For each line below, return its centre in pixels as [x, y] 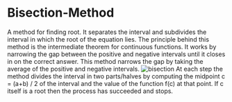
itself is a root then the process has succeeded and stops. [90, 91]
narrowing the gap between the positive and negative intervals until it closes [116, 54]
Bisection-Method [61, 13]
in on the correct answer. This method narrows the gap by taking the [105, 61]
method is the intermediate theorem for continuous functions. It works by [112, 46]
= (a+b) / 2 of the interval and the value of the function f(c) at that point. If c [116, 83]
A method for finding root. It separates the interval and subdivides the [107, 32]
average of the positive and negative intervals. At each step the [115, 69]
